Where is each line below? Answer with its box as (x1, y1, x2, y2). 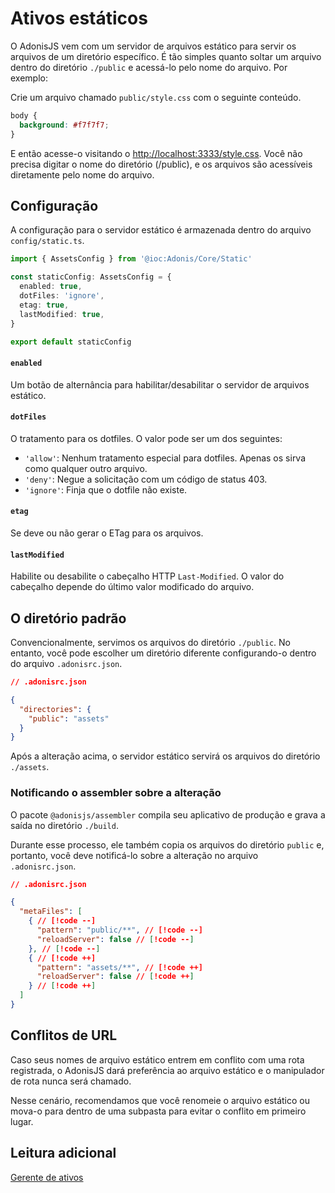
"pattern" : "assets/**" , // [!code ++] (36, 962, 203, 972)
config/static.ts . (10, 235, 85, 247)
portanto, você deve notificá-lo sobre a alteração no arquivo (10, 849, 259, 861)
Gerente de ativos (10, 1171, 84, 1183)
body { (10, 110, 38, 121)
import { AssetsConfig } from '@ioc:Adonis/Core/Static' (10, 254, 253, 264)
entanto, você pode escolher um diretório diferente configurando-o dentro (10, 647, 317, 659)
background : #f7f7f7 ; (19, 120, 110, 130)
